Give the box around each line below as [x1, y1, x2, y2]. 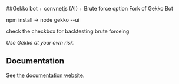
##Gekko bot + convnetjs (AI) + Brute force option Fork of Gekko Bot [6, 5, 174, 12]
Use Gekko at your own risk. [6, 39, 75, 46]
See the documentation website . [6, 72, 85, 79]
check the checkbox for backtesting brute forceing [6, 28, 130, 35]
